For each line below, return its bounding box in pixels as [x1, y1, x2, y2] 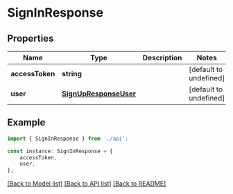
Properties [7, 33, 54, 44]
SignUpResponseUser [62, 89, 137, 98]
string [62, 69, 82, 78]
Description [142, 53, 182, 62]
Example [7, 116, 46, 129]
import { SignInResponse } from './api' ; [7, 135, 129, 142]
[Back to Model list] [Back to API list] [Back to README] [7, 179, 166, 188]
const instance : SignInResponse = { [7, 148, 113, 155]
